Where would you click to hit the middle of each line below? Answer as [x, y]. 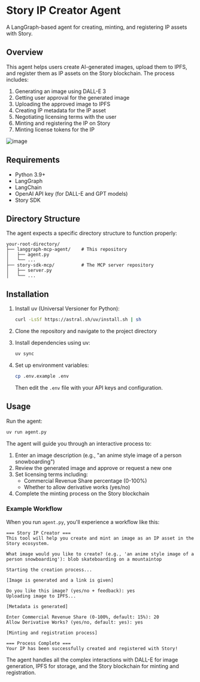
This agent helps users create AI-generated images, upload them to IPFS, [97, 67]
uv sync [24, 354]
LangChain [28, 187]
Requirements [33, 160]
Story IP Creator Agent [63, 11]
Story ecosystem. [28, 543]
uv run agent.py [26, 432]
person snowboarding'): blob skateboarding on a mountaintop [84, 559]
